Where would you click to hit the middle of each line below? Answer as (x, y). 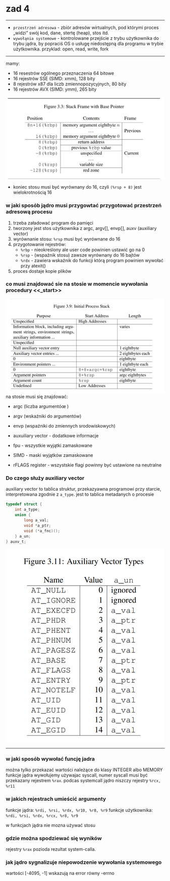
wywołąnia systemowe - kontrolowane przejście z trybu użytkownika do (86, 38)
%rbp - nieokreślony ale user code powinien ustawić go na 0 (83, 250)
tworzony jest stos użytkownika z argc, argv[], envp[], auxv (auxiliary (85, 228)
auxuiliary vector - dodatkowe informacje (56, 436)
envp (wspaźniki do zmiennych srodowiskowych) (64, 426)
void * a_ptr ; (38, 525)
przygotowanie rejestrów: (40, 244)
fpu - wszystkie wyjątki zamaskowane (53, 446)
